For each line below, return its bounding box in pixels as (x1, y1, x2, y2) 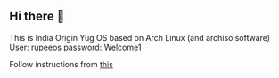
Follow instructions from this (9, 58, 114, 69)
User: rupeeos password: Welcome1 (9, 42, 142, 52)
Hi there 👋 (9, 9, 65, 24)
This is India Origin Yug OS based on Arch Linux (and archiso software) (9, 32, 270, 43)
